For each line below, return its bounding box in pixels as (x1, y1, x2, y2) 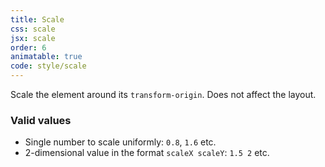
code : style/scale (10, 61, 87, 71)
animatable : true (10, 52, 83, 62)
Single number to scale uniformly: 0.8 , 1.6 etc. (24, 136, 217, 148)
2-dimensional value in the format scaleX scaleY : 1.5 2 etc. (24, 147, 270, 159)
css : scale (10, 24, 56, 34)
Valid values (10, 113, 72, 127)
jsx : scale (10, 33, 56, 43)
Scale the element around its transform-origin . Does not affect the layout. (10, 89, 317, 100)
